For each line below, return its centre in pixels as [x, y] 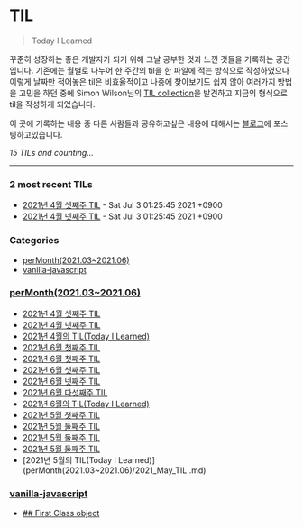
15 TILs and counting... [52, 152]
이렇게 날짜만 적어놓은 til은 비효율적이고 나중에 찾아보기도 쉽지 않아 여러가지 [142, 81]
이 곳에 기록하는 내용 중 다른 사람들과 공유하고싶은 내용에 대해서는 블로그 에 [141, 123]
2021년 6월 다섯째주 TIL [65, 392]
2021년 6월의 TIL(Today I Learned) [86, 404]
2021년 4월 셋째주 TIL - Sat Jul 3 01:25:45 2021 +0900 [122, 205]
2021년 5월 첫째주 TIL [61, 414]
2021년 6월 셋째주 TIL [61, 369]
